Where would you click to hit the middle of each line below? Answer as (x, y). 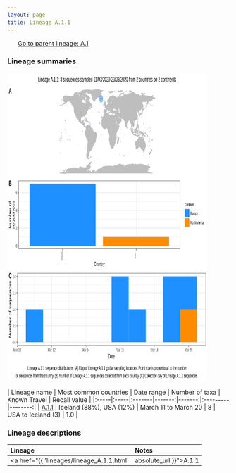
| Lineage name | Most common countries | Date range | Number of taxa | (114, 392)
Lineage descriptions (44, 433)
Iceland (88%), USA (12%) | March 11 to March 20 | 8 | (137, 407)
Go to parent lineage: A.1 (53, 43)
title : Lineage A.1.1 (39, 22)
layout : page (26, 15)
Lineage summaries (42, 61)
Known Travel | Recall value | (49, 399)
